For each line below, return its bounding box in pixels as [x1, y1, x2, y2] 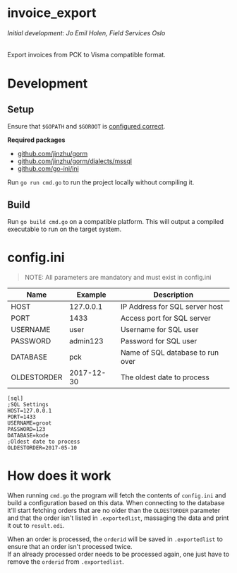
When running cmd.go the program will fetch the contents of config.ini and [7, 491, 226, 500]
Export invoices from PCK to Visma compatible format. [7, 51, 166, 59]
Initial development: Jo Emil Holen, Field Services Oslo [7, 28, 166, 37]
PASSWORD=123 [7, 426, 46, 433]
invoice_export [7, 5, 97, 21]
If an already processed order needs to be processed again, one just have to [7, 550, 230, 559]
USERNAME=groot [7, 420, 52, 427]
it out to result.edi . [7, 521, 65, 530]
